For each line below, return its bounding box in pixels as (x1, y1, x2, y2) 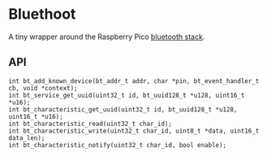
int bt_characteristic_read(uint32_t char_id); (8, 120, 173, 128)
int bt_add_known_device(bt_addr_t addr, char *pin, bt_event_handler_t (8, 76, 260, 85)
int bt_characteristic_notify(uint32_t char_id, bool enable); (8, 141, 227, 149)
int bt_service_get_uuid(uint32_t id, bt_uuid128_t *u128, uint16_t (8, 91, 245, 99)
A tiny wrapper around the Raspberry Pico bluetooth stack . (8, 32, 205, 41)
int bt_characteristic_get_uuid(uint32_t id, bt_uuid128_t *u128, (8, 105, 238, 114)
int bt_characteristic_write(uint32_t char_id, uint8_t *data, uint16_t (8, 127, 260, 135)
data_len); (8, 133, 45, 142)
